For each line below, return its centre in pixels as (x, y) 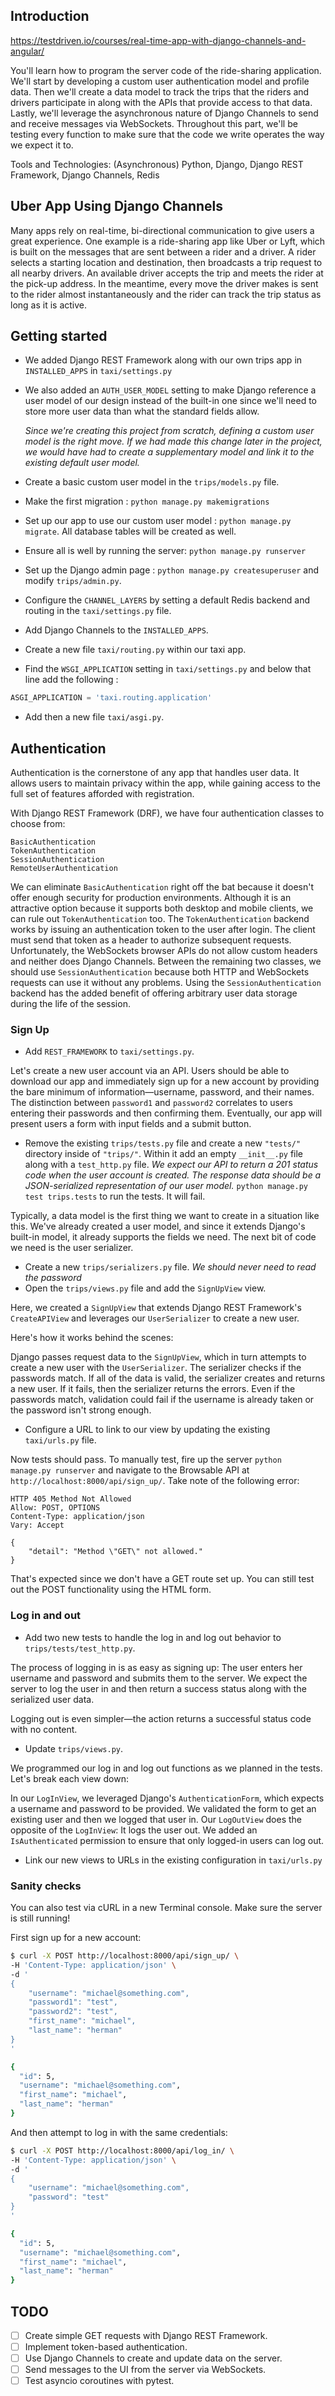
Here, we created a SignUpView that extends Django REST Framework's (156, 1308)
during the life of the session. (70, 1004)
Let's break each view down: (69, 1778)
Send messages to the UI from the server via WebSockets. (145, 2370)
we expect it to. (42, 145)
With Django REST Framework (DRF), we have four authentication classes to (167, 813)
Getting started (59, 336)
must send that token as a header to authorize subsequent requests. (151, 940)
